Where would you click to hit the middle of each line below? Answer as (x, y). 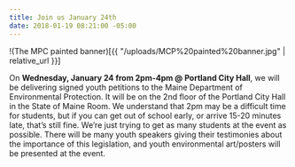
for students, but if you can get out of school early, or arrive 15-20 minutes (145, 115)
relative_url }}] (35, 60)
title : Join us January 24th (63, 17)
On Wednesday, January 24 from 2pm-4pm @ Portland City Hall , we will (145, 77)
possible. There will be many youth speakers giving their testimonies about (146, 134)
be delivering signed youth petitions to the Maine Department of (126, 87)
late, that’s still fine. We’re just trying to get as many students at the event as (148, 124)
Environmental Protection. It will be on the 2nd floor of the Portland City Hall (147, 96)
